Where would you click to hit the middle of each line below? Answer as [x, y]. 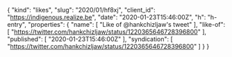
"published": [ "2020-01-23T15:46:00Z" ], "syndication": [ [90, 39]
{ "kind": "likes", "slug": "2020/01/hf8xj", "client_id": [81, 10]
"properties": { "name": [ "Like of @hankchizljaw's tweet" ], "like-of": [126, 24]
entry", [17, 24]
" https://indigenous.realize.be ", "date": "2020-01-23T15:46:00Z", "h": [107, 17]
